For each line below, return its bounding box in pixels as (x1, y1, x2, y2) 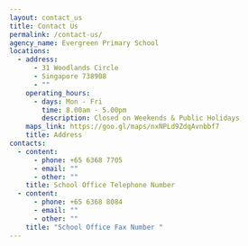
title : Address (25, 131, 83, 140)
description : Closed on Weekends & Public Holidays (41, 114, 241, 123)
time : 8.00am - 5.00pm (41, 105, 127, 114)
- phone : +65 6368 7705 (32, 155, 124, 165)
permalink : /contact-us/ (9, 30, 103, 39)
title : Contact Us (9, 22, 78, 31)
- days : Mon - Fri (32, 96, 103, 106)
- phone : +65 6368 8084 (32, 197, 124, 207)
